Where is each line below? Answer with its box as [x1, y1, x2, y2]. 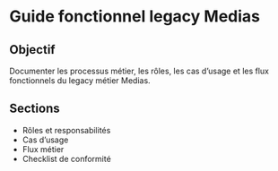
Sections [9, 101, 60, 116]
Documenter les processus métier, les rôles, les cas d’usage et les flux [9, 65, 270, 76]
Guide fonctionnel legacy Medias [9, 6, 261, 27]
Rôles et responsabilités [22, 124, 111, 135]
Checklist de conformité [22, 153, 112, 164]
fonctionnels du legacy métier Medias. [9, 75, 151, 86]
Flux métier [22, 143, 65, 154]
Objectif [9, 42, 56, 57]
